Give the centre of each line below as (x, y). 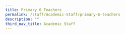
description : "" (22, 19)
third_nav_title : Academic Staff (40, 24)
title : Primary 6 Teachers (34, 10)
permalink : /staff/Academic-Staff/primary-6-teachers (63, 14)
